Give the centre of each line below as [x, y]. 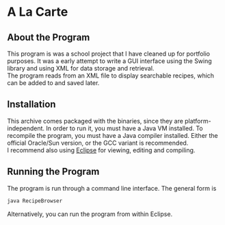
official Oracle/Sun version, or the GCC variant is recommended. [98, 143]
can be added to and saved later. [53, 83]
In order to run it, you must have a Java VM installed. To [124, 128]
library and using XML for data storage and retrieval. [81, 68]
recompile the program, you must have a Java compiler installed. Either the [113, 135]
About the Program [49, 37]
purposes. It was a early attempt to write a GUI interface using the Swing [109, 61]
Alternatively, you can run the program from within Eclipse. [90, 214]
